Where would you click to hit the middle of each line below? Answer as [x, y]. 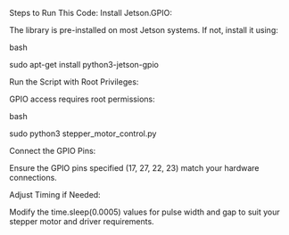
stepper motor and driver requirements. [82, 221]
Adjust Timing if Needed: [55, 194]
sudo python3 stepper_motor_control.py [83, 134]
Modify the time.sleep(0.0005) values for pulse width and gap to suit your [144, 212]
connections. [33, 178]
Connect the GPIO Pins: [53, 151]
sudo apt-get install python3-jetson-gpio [84, 65]
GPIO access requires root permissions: [82, 99]
